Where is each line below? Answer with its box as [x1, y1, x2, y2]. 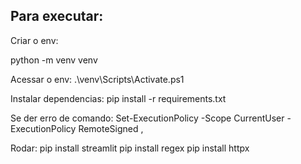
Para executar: [10, 8, 104, 25]
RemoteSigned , [78, 122, 144, 134]
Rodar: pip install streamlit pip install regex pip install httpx [10, 142, 250, 154]
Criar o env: [10, 34, 59, 46]
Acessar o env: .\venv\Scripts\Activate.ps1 [10, 73, 185, 85]
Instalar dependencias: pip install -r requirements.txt [10, 92, 227, 104]
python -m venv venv [10, 54, 98, 66]
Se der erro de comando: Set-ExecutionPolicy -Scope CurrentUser [10, 112, 285, 124]
